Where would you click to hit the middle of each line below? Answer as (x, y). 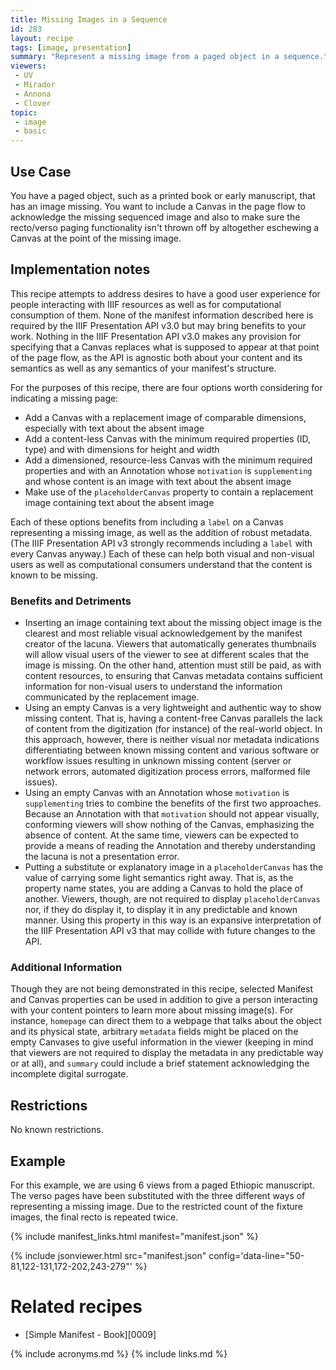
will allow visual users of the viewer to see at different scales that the (167, 655)
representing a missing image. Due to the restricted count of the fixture (156, 1206)
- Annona (33, 94)
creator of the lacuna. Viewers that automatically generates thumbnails (170, 644)
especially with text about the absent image (114, 428)
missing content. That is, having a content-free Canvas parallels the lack (173, 718)
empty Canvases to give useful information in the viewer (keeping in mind (162, 1042)
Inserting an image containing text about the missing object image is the (173, 623)
